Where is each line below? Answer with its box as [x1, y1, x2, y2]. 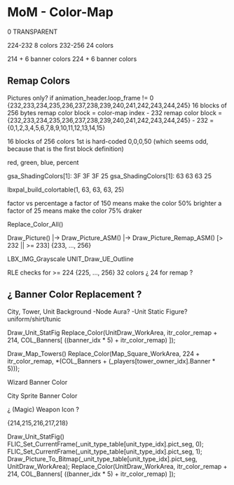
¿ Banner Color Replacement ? [7, 288, 142, 300]
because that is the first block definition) [7, 145, 124, 153]
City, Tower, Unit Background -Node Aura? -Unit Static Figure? [7, 307, 188, 316]
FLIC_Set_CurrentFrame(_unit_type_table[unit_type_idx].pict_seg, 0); [7, 439, 205, 448]
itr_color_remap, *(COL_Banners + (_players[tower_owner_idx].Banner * [7, 357, 216, 365]
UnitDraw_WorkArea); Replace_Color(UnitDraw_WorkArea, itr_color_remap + [7, 462, 228, 470]
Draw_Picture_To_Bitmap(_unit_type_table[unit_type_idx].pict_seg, [7, 454, 198, 463]
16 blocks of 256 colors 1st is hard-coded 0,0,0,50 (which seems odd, [7, 137, 209, 145]
